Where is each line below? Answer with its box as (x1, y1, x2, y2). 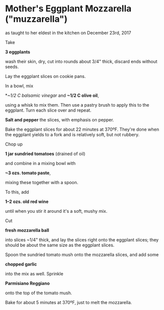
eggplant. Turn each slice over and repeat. (5, 107, 91, 113)
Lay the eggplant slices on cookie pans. (5, 73, 86, 79)
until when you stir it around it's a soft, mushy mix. (5, 208, 108, 214)
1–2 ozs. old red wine (5, 198, 49, 204)
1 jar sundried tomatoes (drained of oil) (5, 151, 85, 156)
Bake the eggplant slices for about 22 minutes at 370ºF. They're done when (5, 126, 160, 132)
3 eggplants (5, 49, 31, 55)
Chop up (5, 141, 23, 147)
